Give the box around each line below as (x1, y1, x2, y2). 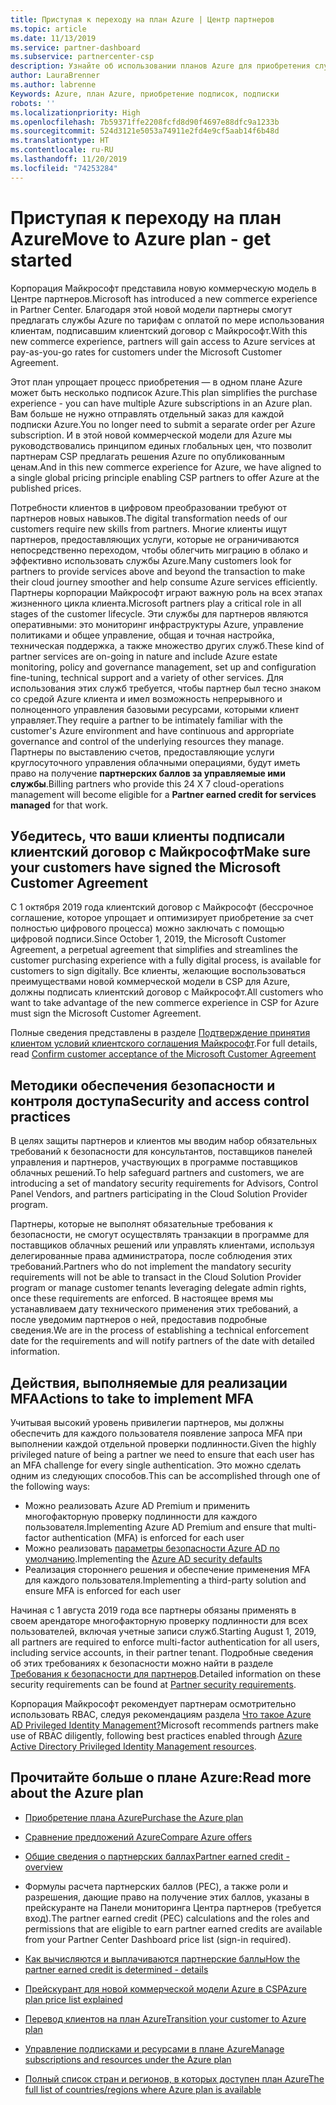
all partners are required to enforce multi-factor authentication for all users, (10, 1636, 320, 1648)
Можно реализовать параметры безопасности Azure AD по (24, 1542, 280, 1554)
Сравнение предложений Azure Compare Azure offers (24, 1831, 253, 1843)
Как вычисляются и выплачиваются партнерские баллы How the (24, 1952, 301, 1965)
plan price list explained (24, 1993, 123, 2005)
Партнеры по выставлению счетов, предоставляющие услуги (10, 746, 275, 758)
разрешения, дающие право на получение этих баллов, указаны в (24, 1891, 310, 1903)
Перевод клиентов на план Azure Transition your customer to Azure (24, 2012, 307, 2025)
